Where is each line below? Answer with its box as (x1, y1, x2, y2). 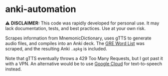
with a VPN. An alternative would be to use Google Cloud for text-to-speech (5, 60, 162, 66)
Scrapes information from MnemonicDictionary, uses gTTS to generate (5, 35, 151, 41)
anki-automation (5, 3, 76, 15)
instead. (5, 66, 22, 72)
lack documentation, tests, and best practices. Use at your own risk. (5, 25, 146, 31)
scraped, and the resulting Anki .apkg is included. (5, 45, 107, 51)
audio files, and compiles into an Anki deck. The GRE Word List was (5, 40, 145, 46)
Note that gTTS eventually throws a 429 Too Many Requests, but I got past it (5, 55, 163, 61)
